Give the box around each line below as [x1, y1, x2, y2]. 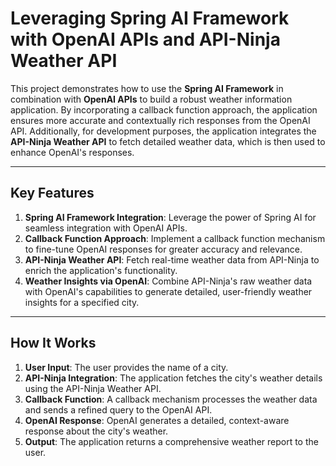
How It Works [10, 335, 97, 352]
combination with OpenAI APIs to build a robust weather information [10, 93, 293, 105]
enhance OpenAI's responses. [10, 146, 135, 158]
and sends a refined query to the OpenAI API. [24, 403, 213, 416]
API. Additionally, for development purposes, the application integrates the [10, 125, 317, 137]
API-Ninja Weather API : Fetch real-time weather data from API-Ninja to [24, 253, 320, 266]
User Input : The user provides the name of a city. [24, 361, 229, 373]
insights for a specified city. [24, 296, 140, 308]
